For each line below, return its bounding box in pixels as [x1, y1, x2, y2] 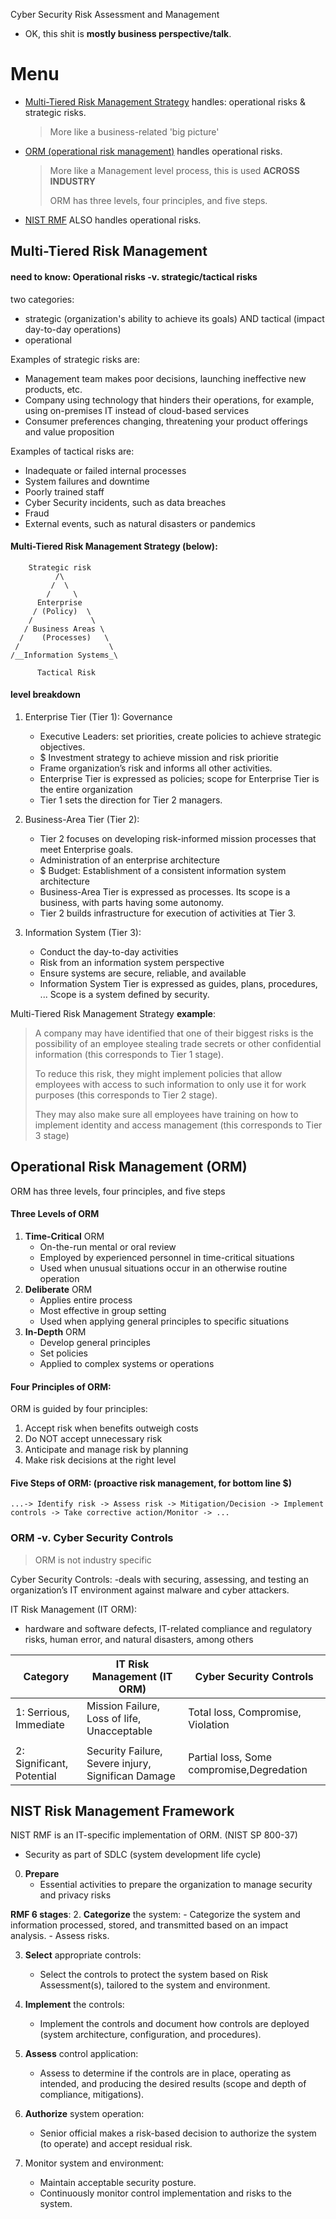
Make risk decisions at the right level [24, 1454, 177, 1466]
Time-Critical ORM [24, 1230, 105, 1242]
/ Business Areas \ [23, 624, 105, 634]
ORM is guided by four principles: [10, 1403, 148, 1415]
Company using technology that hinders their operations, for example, [24, 394, 315, 406]
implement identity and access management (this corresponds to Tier [34, 1119, 323, 1131]
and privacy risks [39, 1889, 112, 1901]
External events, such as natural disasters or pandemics [24, 517, 256, 529]
